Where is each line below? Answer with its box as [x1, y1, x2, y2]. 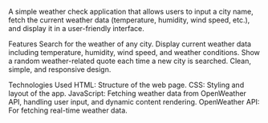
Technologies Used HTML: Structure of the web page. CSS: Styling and [8, 80, 245, 89]
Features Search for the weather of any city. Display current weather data [8, 39, 251, 49]
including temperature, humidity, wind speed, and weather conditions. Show [8, 48, 261, 57]
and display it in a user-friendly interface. [8, 24, 144, 33]
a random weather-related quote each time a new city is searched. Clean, [8, 56, 251, 65]
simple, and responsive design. [8, 65, 112, 74]
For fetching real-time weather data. [8, 105, 128, 115]
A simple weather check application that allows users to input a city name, [8, 7, 254, 16]
